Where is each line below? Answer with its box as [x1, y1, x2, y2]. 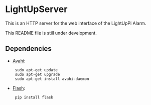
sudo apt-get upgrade [15, 72, 60, 77]
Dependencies [5, 44, 52, 53]
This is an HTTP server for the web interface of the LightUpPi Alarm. [5, 20, 146, 26]
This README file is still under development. [5, 30, 97, 36]
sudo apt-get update [15, 67, 58, 72]
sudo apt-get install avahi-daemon [15, 76, 89, 81]
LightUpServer [5, 4, 68, 15]
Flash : [12, 85, 26, 91]
